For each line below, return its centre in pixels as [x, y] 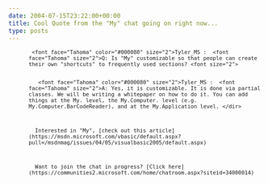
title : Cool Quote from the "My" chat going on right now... [113, 23]
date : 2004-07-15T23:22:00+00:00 [65, 16]
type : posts [28, 31]
